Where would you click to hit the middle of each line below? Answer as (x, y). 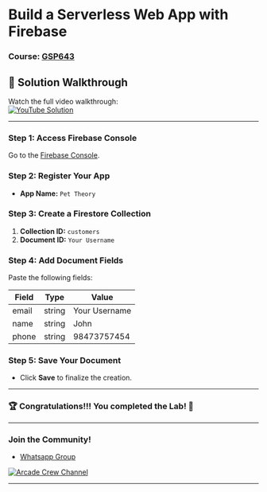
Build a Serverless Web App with (118, 15)
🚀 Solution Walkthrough (68, 82)
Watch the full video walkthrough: (63, 101)
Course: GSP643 (42, 57)
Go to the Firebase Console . (54, 155)
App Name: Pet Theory (58, 193)
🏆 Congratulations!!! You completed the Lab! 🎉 (101, 406)
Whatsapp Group (48, 457)
